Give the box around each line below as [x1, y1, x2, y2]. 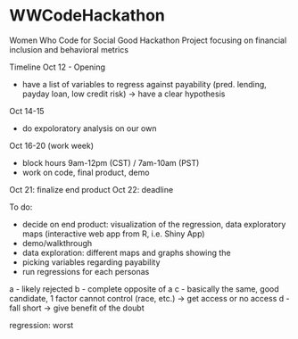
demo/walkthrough [21, 237, 93, 248]
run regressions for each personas [21, 266, 150, 277]
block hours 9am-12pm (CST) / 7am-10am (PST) [21, 157, 200, 168]
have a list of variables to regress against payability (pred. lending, [21, 79, 268, 89]
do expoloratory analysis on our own [21, 122, 157, 134]
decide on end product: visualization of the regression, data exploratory [21, 219, 286, 229]
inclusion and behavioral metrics [9, 44, 129, 54]
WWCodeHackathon [9, 5, 165, 26]
